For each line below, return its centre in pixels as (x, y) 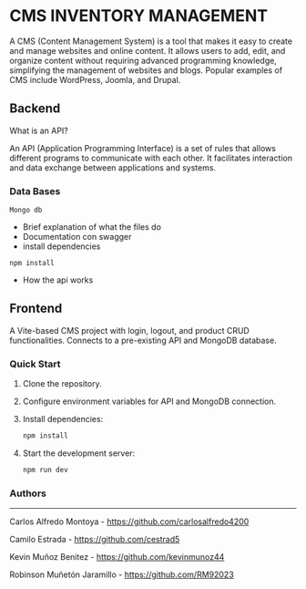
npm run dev (45, 470)
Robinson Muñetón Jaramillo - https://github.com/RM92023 (122, 574)
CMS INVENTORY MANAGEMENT (139, 16)
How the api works (58, 280)
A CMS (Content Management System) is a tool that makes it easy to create (151, 41)
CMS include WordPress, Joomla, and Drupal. (95, 79)
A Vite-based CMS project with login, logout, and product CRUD (130, 330)
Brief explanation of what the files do (92, 227)
